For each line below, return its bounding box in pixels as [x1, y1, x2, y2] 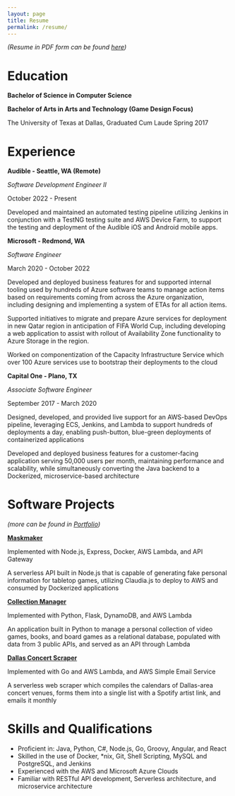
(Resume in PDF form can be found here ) [7, 43, 127, 52]
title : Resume [7, 17, 49, 24]
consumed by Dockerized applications [7, 584, 119, 592]
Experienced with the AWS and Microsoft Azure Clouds [17, 767, 179, 775]
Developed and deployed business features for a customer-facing [7, 449, 199, 457]
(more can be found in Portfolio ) [7, 520, 101, 528]
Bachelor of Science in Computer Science [7, 91, 132, 100]
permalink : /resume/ [7, 23, 68, 30]
